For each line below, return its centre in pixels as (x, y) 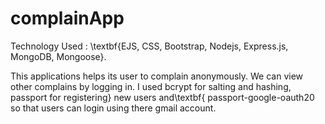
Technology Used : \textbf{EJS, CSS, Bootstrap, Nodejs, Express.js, (149, 46)
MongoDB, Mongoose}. (58, 56)
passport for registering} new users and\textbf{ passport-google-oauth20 (162, 97)
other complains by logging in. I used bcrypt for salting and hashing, (151, 86)
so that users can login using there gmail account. (113, 108)
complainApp (67, 18)
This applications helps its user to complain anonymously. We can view (157, 76)
